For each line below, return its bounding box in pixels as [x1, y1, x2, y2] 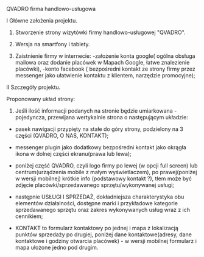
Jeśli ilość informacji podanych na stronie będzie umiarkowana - [15, 107, 177, 114]
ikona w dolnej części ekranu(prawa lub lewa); [15, 150, 132, 157]
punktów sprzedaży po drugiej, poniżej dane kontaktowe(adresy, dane [15, 231, 192, 238]
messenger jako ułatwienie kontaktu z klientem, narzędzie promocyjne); [15, 72, 196, 79]
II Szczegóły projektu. [6, 83, 61, 91]
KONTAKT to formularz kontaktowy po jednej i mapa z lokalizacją [15, 225, 178, 231]
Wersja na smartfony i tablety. [15, 41, 90, 48]
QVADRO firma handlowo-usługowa [6, 5, 96, 12]
